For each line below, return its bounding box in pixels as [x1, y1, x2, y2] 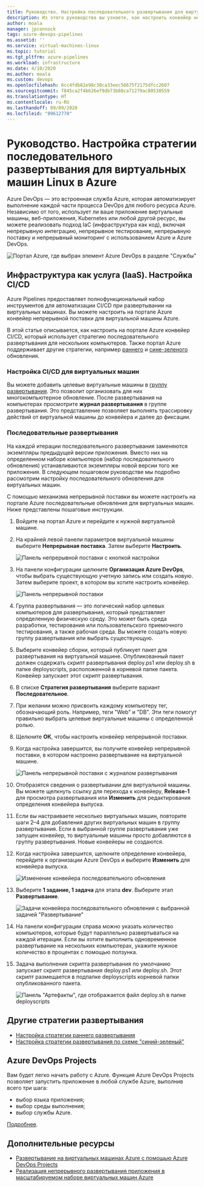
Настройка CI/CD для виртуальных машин [7, 368, 140, 376]
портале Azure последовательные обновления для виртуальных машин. [7, 499, 194, 507]
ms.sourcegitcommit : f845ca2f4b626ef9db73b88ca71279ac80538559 [7, 88, 170, 94]
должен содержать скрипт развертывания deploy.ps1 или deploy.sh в [15, 659, 196, 666]
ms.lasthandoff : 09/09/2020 [7, 104, 78, 111]
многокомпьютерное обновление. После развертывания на [7, 394, 162, 401]
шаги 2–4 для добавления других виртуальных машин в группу [15, 819, 180, 826]
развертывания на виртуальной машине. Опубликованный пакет [15, 652, 184, 660]
